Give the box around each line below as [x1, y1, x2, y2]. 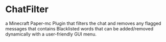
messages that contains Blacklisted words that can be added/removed [5, 25, 154, 31]
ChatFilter [5, 4, 49, 15]
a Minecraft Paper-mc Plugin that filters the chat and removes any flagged [5, 20, 161, 26]
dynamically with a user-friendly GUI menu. [5, 31, 97, 37]
